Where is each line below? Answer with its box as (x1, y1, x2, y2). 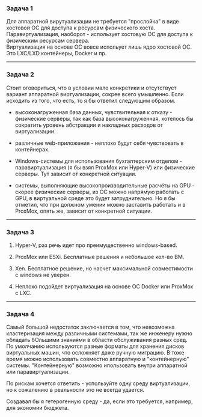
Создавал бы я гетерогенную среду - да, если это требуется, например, (6, 398, 194, 405)
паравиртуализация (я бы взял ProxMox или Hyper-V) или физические (14, 163, 195, 171)
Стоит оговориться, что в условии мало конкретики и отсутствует (6, 84, 177, 91)
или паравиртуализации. (6, 368, 70, 376)
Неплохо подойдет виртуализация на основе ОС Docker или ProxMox (14, 282, 194, 290)
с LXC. (14, 289, 32, 296)
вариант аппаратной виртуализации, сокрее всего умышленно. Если (6, 90, 185, 97)
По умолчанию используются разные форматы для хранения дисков (6, 342, 185, 350)
